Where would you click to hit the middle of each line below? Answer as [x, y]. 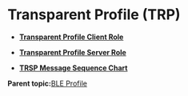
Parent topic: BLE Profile [47, 83]
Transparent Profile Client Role [71, 37]
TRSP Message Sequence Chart [73, 68]
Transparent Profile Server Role [73, 52]
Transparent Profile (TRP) [94, 15]
